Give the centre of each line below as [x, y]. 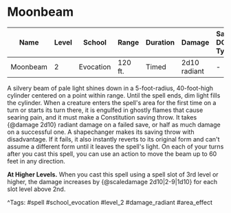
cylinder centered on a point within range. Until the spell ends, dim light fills [114, 95]
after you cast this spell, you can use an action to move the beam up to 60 [112, 154]
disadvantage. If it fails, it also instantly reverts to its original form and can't [113, 139]
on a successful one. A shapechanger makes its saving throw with [101, 132]
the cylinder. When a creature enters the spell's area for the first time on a [112, 102]
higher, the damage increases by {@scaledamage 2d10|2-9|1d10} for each [112, 181]
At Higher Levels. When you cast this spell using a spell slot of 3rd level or [113, 174]
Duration [160, 42]
